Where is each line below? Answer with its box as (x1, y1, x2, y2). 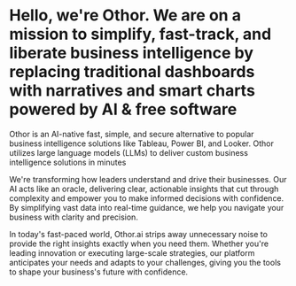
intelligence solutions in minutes (9, 157, 127, 167)
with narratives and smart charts (9, 81, 255, 101)
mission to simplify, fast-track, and (9, 24, 272, 44)
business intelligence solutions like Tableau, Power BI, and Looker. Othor (9, 138, 275, 149)
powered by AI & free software (9, 99, 238, 120)
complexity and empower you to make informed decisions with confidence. (9, 192, 284, 204)
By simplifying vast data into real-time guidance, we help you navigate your (9, 202, 284, 213)
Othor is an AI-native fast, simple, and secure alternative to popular (9, 128, 254, 139)
